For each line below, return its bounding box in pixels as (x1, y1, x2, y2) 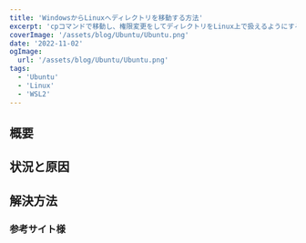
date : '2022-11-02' (9, 38, 84, 48)
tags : (9, 65, 30, 74)
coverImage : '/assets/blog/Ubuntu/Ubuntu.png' (9, 30, 189, 39)
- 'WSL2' (17, 89, 51, 98)
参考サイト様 (9, 222, 66, 235)
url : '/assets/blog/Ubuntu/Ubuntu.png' (17, 56, 169, 65)
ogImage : (9, 47, 43, 56)
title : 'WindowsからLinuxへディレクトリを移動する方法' (9, 13, 203, 23)
